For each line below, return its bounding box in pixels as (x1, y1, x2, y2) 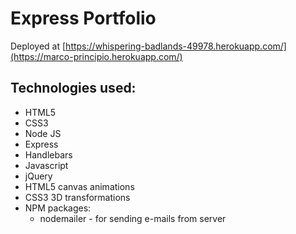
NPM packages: (24, 202, 92, 214)
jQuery (24, 170, 53, 182)
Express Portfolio (10, 7, 157, 30)
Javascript (24, 159, 69, 171)
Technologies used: (10, 80, 137, 97)
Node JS (24, 127, 62, 139)
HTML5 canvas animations (24, 180, 135, 192)
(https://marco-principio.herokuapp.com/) (10, 50, 183, 62)
